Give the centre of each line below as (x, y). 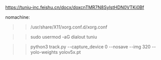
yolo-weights (44, 52)
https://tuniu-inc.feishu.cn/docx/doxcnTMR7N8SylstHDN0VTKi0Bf (75, 7)
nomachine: (18, 17)
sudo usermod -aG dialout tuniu (64, 37)
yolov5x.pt (70, 52)
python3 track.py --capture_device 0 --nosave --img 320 (90, 47)
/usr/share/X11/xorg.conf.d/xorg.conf (69, 27)
